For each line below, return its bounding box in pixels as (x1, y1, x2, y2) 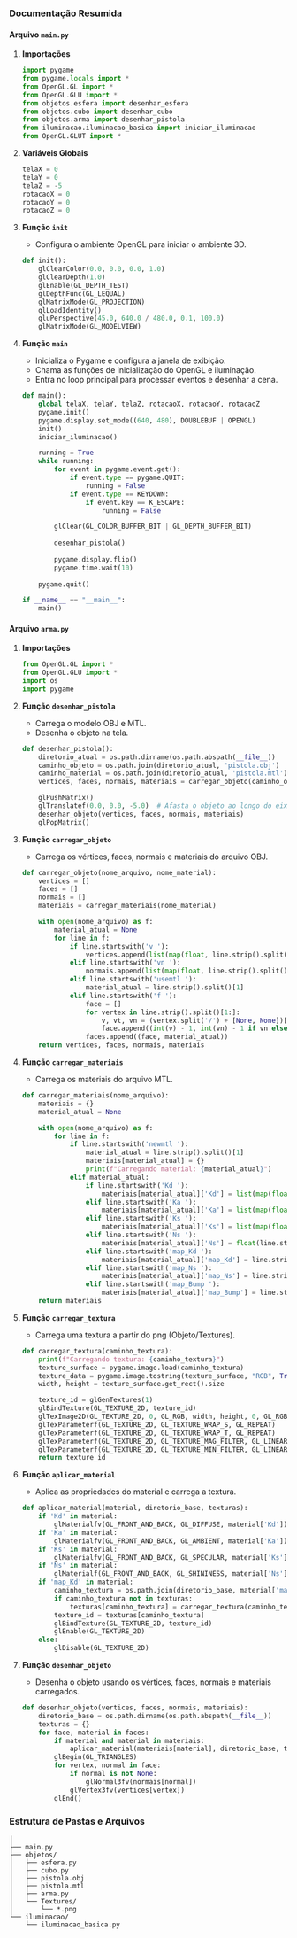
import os (21, 677, 59, 686)
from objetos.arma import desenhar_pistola (21, 115, 186, 124)
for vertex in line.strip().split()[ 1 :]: (85, 1008, 240, 1017)
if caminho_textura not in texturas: (54, 1593, 193, 1603)
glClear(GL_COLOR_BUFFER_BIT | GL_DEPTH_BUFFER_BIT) (54, 522, 253, 531)
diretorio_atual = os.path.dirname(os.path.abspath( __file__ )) (38, 752, 277, 762)
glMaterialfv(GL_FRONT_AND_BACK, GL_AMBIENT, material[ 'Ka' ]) (54, 1536, 288, 1546)
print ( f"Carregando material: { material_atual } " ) (85, 1165, 272, 1174)
